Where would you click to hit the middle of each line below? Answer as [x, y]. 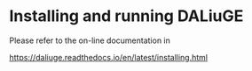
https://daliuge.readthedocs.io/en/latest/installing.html [109, 57]
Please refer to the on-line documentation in [90, 40]
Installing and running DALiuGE [126, 16]
